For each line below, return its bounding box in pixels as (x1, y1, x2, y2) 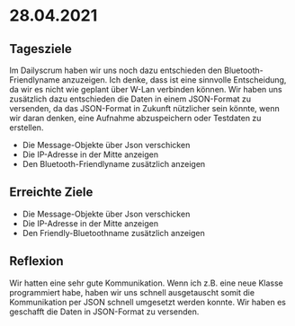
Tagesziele (9, 41, 72, 57)
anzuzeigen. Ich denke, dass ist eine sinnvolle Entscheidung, (61, 75, 287, 85)
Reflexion (9, 253, 65, 269)
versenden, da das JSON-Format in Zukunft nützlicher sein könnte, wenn (9, 103, 281, 113)
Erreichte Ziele (9, 185, 94, 200)
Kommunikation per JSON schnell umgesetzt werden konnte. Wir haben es (9, 296, 286, 307)
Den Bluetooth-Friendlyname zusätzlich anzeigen (22, 159, 206, 169)
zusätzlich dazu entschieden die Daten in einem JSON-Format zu (9, 93, 252, 104)
